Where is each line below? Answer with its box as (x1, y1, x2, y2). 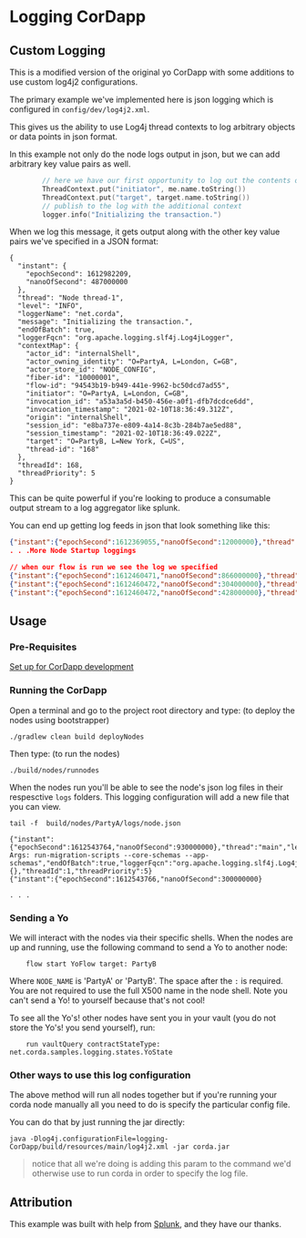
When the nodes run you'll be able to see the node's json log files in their (9, 782, 284, 793)
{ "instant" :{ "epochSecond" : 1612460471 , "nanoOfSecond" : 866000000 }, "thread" (9, 571, 300, 580)
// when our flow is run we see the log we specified (9, 563, 219, 572)
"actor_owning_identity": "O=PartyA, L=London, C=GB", (25, 357, 239, 366)
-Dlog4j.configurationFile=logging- (29, 1134, 169, 1144)
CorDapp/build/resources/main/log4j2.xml (9, 1142, 169, 1151)
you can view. (9, 801, 62, 812)
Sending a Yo (9, 911, 69, 924)
